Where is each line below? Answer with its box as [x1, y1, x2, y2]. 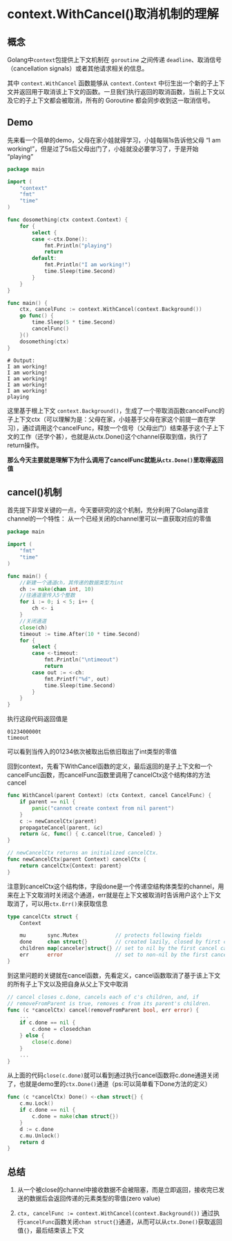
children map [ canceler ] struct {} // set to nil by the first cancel [19, 945, 217, 952]
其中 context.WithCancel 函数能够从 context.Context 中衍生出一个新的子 [7, 79, 213, 87]
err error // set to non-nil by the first [19, 951, 209, 958]
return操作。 [7, 440, 43, 449]
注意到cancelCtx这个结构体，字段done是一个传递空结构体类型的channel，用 [7, 882, 224, 890]
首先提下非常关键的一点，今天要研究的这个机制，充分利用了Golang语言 [7, 506, 209, 514]
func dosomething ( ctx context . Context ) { [7, 216, 128, 223]
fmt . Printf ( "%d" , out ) [43, 675, 110, 682]
